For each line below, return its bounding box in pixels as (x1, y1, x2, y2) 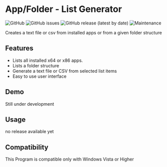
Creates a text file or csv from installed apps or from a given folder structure (5, 29, 162, 35)
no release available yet (5, 129, 54, 135)
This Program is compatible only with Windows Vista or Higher (5, 156, 134, 163)
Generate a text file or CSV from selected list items (12, 68, 117, 74)
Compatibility (5, 143, 48, 152)
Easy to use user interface (12, 73, 66, 79)
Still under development (5, 101, 54, 107)
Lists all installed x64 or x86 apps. (12, 57, 83, 63)
